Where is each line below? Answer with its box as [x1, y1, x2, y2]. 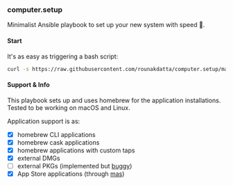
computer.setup [7, 5, 63, 15]
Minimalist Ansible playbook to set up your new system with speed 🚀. [7, 21, 205, 29]
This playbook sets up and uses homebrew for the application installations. [7, 96, 221, 104]
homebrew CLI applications [17, 130, 96, 138]
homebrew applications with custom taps [17, 146, 135, 154]
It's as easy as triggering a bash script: [7, 52, 119, 61]
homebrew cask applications [17, 138, 100, 147]
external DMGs [17, 154, 60, 162]
